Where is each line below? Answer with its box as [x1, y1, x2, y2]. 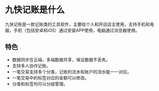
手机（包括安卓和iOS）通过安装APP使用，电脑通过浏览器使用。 [13, 27, 140, 33]
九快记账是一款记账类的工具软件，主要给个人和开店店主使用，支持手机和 [5, 21, 150, 27]
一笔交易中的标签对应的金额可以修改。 [12, 75, 89, 80]
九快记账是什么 [5, 4, 65, 15]
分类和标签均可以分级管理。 [12, 81, 68, 87]
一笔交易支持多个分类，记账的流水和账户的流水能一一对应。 [12, 69, 132, 75]
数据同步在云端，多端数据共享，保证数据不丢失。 [12, 57, 110, 62]
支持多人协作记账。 [12, 62, 51, 68]
